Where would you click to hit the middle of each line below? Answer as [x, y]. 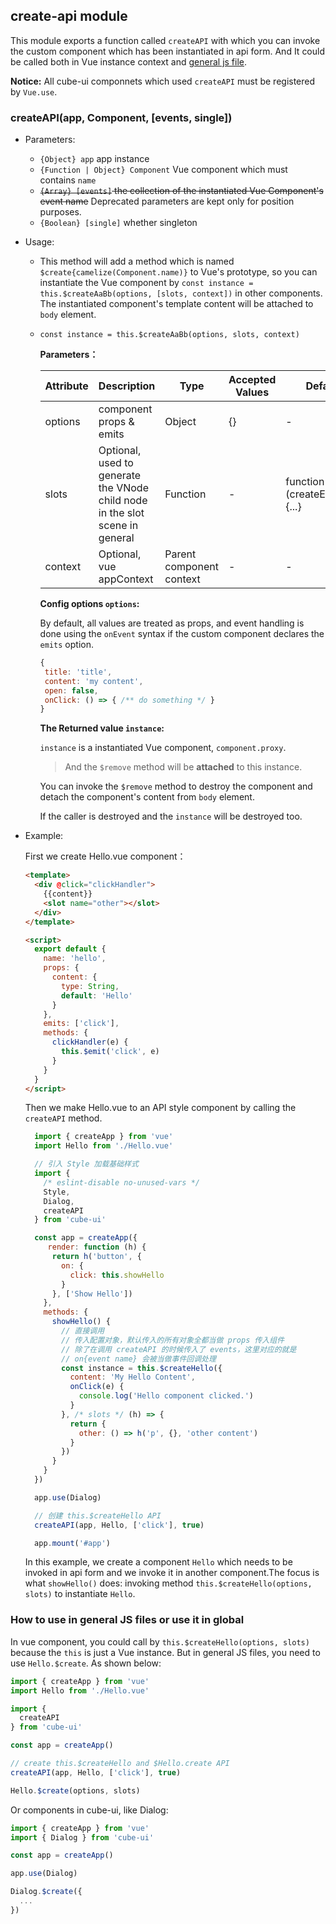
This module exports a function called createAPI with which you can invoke [165, 40]
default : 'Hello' [97, 995]
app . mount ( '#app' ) [72, 1543]
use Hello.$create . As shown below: [86, 1663]
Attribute [66, 386]
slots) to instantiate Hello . [80, 1594]
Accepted [252, 380]
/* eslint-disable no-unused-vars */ [121, 1182]
